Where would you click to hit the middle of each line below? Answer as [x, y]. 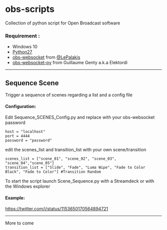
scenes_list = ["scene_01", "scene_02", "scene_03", [61, 159]
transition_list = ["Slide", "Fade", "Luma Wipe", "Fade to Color [75, 168]
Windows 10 [25, 47]
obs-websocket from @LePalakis [46, 57]
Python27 [22, 52]
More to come [19, 223]
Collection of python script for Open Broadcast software [63, 23]
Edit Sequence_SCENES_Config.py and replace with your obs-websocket [80, 117]
